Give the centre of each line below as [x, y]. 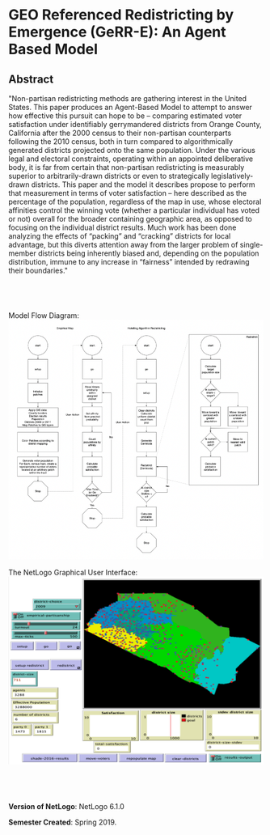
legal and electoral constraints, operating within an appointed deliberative [131, 159]
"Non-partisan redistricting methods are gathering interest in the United [128, 98]
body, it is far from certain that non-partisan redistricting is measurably [127, 167]
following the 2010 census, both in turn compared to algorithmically [120, 142]
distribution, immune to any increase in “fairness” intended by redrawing [129, 262]
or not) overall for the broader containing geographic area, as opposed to [131, 219]
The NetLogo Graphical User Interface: [73, 572]
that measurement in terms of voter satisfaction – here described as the [128, 193]
